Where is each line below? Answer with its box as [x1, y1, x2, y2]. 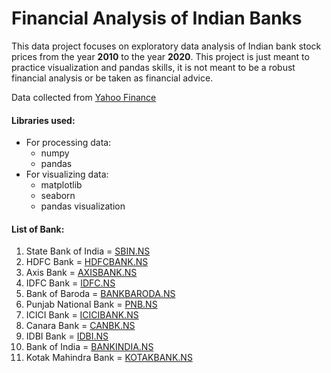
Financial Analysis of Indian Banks [11, 7, 303, 30]
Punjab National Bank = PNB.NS [25, 298, 158, 311]
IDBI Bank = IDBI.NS [25, 330, 109, 342]
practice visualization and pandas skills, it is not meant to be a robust [11, 61, 296, 73]
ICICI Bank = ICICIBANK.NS [25, 309, 139, 321]
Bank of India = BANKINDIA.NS [25, 341, 154, 353]
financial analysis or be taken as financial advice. [11, 72, 214, 84]
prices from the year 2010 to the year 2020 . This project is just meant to [11, 50, 310, 62]
